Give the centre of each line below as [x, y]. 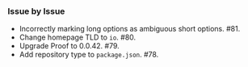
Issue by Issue [36, 11]
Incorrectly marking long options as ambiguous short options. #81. [130, 29]
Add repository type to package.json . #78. [89, 55]
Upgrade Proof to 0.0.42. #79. [69, 46]
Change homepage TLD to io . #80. [78, 37]
